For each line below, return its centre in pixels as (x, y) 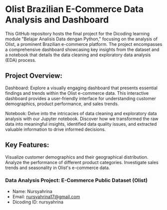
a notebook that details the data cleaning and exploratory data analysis (78, 55)
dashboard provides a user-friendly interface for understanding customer (81, 98)
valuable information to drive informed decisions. (56, 129)
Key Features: (27, 145)
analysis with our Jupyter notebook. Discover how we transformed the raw (82, 119)
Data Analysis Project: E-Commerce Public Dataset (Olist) (77, 181)
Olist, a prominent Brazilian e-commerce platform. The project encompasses (84, 44)
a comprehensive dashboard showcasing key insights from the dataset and (82, 49)
